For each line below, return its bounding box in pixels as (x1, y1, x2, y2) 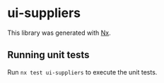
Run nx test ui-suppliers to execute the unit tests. (7, 67, 158, 76)
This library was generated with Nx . (7, 28, 111, 37)
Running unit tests (7, 49, 90, 61)
